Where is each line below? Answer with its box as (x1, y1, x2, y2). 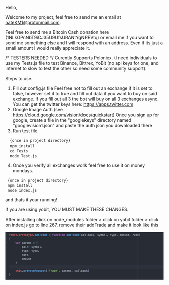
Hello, (5, 5, 18, 10)
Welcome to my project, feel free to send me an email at (5, 14, 122, 20)
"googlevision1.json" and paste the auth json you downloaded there (12, 123, 152, 128)
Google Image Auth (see (12, 107, 63, 112)
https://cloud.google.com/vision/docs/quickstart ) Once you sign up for (12, 112, 159, 118)
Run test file (12, 128, 38, 134)
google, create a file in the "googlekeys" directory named (12, 117, 132, 123)
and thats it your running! (5, 197, 57, 203)
